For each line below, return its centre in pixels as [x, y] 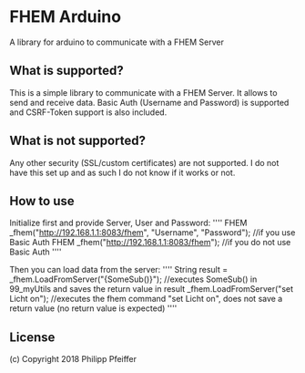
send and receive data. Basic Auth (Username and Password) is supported [149, 102]
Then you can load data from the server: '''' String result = [119, 270]
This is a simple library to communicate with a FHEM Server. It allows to [143, 92]
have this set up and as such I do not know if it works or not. [122, 172]
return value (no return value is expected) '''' [93, 308]
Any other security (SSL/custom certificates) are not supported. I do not [144, 162]
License [32, 337]
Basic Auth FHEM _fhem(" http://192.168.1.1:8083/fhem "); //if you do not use [150, 243]
